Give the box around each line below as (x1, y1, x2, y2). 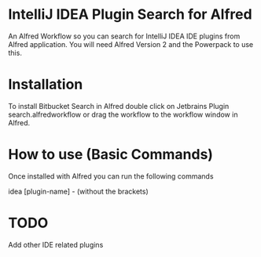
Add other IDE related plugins (8, 240, 104, 249)
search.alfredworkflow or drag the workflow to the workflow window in (8, 110, 238, 119)
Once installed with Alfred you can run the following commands (8, 171, 214, 181)
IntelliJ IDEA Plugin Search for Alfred (8, 5, 253, 24)
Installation (8, 76, 83, 93)
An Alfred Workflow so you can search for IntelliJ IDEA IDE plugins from (8, 31, 241, 41)
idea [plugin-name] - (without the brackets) (8, 186, 149, 196)
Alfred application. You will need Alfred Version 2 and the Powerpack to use (8, 39, 254, 49)
